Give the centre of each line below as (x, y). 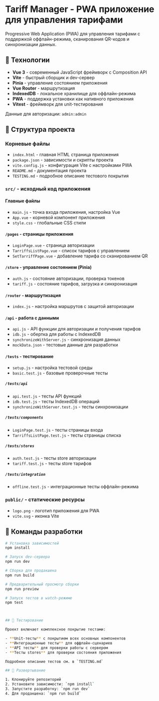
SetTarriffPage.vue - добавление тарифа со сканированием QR (80, 256)
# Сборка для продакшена (31, 571)
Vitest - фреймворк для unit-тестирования (58, 104)
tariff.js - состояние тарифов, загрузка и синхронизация (75, 283)
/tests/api (16, 384)
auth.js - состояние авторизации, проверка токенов (68, 278)
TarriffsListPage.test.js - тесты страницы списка (67, 435)
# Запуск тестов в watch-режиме (39, 598)
